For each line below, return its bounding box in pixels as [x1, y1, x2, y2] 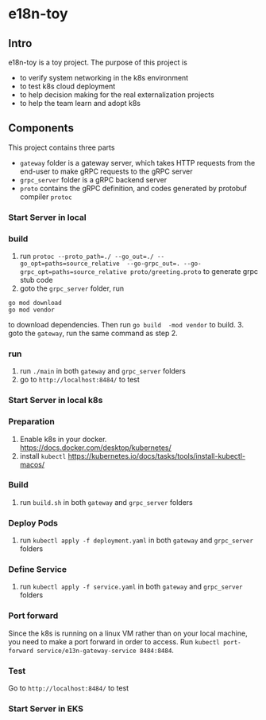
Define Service [8, 564, 67, 575]
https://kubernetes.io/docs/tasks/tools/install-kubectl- [67, 451, 246, 460]
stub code [19, 276, 53, 285]
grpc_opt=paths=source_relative [19, 268, 127, 276]
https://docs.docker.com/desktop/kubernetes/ [19, 443, 172, 452]
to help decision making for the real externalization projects [19, 90, 214, 100]
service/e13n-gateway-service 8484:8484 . [37, 645, 175, 655]
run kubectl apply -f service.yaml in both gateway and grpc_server [19, 582, 243, 592]
